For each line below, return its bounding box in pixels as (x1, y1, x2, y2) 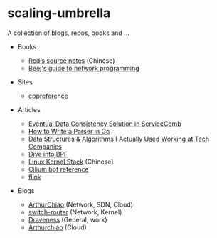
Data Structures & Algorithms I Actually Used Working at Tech (28, 134, 210, 143)
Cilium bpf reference (28, 164, 89, 173)
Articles (17, 105, 41, 114)
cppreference (28, 91, 69, 100)
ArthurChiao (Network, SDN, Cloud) (28, 200, 134, 209)
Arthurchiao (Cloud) (28, 223, 87, 232)
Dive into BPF (28, 149, 68, 158)
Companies (28, 142, 63, 151)
